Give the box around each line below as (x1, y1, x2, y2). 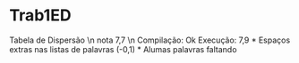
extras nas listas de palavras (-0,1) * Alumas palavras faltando (9, 43, 237, 54)
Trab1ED (9, 5, 72, 26)
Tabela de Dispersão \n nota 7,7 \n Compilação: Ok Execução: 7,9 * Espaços (9, 35, 291, 45)
